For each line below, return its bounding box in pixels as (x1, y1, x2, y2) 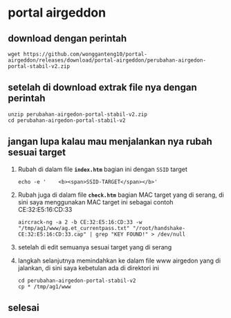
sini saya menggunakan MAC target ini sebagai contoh (17, 197, 174, 206)
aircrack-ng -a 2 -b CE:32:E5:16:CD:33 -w (17, 218, 142, 226)
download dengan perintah (8, 33, 127, 44)
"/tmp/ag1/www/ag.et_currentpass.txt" (17, 224, 130, 231)
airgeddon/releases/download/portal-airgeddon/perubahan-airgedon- (8, 57, 207, 64)
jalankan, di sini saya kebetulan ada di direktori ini (17, 263, 160, 272)
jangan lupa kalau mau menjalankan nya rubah (8, 136, 213, 148)
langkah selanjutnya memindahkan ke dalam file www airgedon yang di (17, 256, 221, 265)
